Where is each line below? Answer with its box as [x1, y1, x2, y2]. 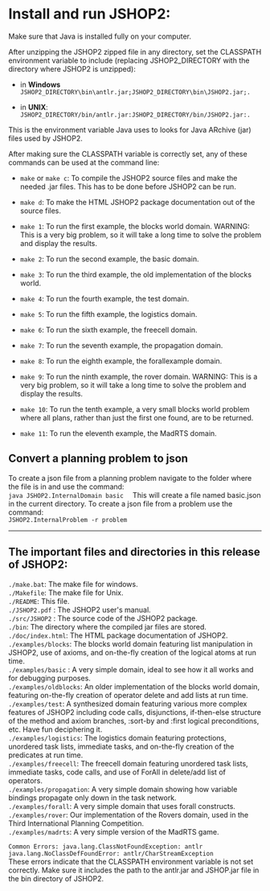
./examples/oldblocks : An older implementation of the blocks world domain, [8, 681, 260, 692]
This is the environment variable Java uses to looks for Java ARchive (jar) [8, 125, 252, 134]
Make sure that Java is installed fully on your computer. [8, 31, 191, 41]
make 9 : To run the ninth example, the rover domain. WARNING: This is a [19, 372, 258, 381]
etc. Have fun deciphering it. [8, 725, 103, 734]
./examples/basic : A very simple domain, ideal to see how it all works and [8, 664, 254, 674]
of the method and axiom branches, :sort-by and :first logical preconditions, [8, 716, 260, 725]
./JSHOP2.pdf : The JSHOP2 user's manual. [8, 605, 151, 614]
